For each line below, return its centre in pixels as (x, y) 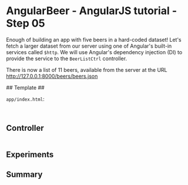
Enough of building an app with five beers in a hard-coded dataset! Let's (94, 39)
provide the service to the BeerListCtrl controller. (67, 58)
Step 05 (26, 23)
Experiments (30, 155)
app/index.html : (26, 99)
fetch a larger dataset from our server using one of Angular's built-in (89, 46)
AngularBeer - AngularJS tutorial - (92, 11)
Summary (24, 175)
